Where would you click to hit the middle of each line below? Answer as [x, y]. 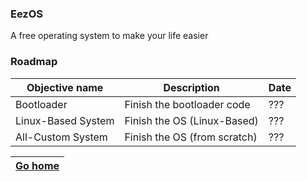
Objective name [65, 87]
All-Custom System [61, 137]
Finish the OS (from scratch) [191, 137]
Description [191, 87]
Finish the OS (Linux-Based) [191, 120]
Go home [37, 165]
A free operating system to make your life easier [109, 36]
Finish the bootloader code [187, 104]
